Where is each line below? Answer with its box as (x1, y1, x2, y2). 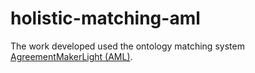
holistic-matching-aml (10, 7, 201, 30)
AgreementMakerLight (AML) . (10, 50, 133, 62)
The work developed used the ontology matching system (10, 40, 245, 52)
